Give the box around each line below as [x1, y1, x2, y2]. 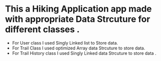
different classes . [5, 24, 80, 35]
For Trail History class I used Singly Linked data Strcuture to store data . [12, 50, 157, 56]
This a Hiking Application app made [5, 3, 152, 15]
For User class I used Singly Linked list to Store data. [12, 40, 118, 46]
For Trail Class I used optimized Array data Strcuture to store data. [12, 45, 145, 51]
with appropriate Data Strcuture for [5, 14, 150, 25]
